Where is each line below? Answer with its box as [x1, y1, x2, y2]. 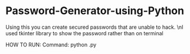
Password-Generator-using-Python [5, 4, 184, 18]
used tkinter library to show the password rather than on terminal [5, 29, 163, 36]
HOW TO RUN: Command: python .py [5, 41, 97, 48]
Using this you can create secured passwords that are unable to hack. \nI [5, 23, 184, 31]
